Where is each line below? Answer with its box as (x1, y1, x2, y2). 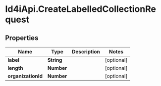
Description (71, 48, 100, 55)
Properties (5, 34, 39, 42)
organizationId (7, 73, 43, 80)
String (47, 57, 62, 63)
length (7, 65, 23, 71)
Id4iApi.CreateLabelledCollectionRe (5, 3, 156, 15)
